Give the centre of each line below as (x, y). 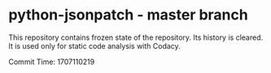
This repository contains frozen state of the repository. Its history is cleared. (135, 37)
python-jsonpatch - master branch (128, 15)
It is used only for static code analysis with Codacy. (94, 45)
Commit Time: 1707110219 (52, 62)
